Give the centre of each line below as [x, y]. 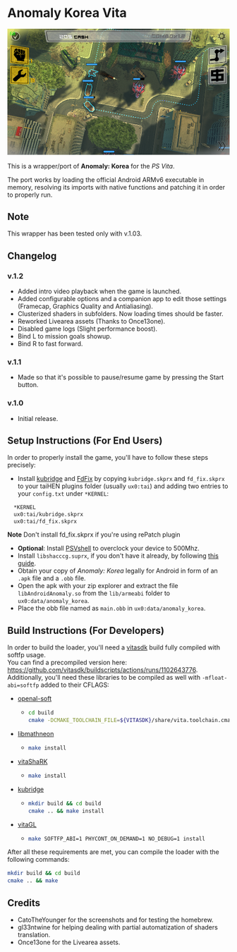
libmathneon [36, 734]
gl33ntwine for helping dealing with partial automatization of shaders [118, 927]
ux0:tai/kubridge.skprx [48, 515]
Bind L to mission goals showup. [65, 336]
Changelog [32, 256]
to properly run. [30, 195]
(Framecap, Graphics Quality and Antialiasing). [85, 306]
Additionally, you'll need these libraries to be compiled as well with [104, 678]
